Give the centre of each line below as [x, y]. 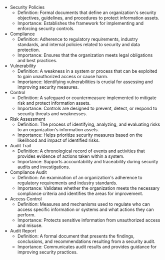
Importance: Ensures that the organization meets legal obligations [85, 55]
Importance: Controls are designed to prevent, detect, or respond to [87, 108]
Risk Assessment [27, 119]
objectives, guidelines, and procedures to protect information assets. [88, 18]
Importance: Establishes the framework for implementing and [80, 23]
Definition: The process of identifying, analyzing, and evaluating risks [89, 124]
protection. [28, 50]
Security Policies [27, 7]
